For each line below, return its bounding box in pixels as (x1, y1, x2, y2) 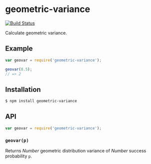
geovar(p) (5, 137, 29, 143)
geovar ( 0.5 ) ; (5, 67, 32, 72)
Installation (5, 85, 41, 94)
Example (5, 44, 33, 53)
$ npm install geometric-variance (5, 99, 77, 104)
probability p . (5, 153, 32, 159)
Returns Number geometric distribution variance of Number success (5, 148, 146, 154)
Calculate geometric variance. (5, 30, 67, 36)
